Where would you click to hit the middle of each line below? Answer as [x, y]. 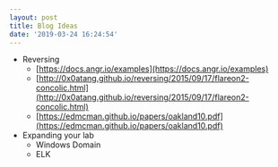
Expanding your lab [58, 136]
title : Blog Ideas [43, 26]
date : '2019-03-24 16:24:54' [64, 34]
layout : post [34, 17]
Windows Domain [68, 145]
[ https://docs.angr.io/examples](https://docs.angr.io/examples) [152, 69]
